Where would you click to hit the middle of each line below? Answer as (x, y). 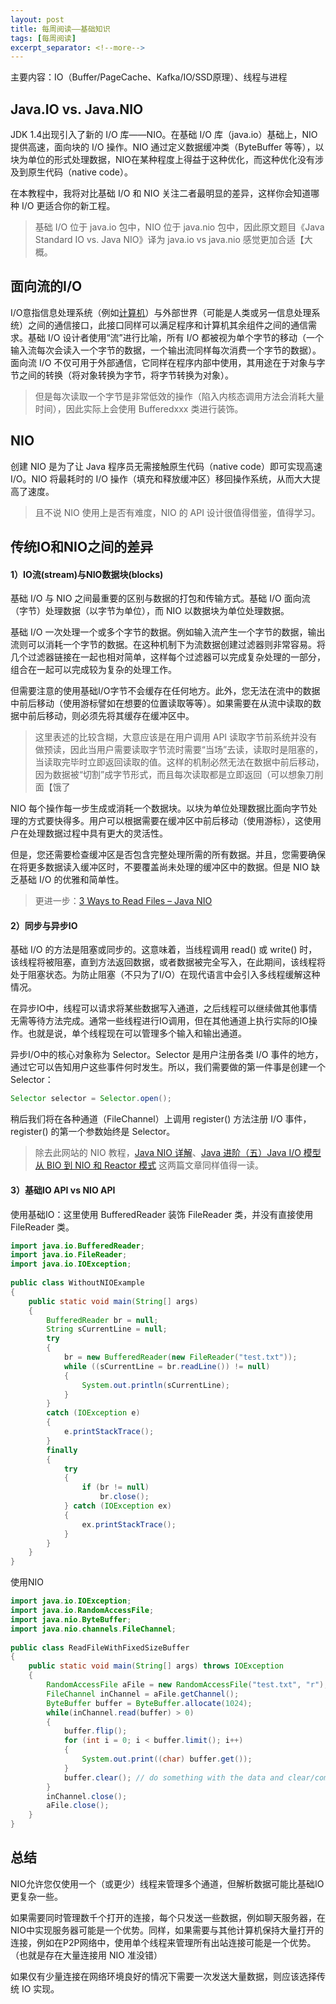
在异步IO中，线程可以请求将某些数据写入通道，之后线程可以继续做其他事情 (164, 1008)
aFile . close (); (78, 1806)
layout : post (37, 19)
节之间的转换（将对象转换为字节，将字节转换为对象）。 (122, 375)
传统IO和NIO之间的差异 (82, 547)
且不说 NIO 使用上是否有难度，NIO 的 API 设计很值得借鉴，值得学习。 (177, 512)
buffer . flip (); (95, 1731)
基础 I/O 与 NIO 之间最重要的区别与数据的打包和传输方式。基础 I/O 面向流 (160, 598)
